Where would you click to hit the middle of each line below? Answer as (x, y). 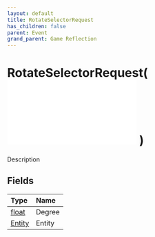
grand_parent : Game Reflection (52, 39)
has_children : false (37, 26)
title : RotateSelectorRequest (51, 20)
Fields (21, 181)
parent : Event (28, 33)
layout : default (30, 13)
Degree (48, 212)
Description (23, 159)
